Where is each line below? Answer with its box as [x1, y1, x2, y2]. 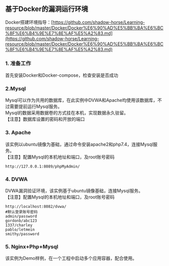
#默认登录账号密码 [5, 209, 38, 215]
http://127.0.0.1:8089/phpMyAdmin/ [5, 164, 80, 169]
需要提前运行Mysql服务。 [9, 103, 62, 110]
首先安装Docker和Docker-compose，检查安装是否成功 [5, 72, 119, 78]
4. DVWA [5, 176, 28, 183]
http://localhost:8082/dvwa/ [5, 204, 67, 209]
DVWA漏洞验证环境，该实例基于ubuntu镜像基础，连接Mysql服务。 [5, 188, 143, 193]
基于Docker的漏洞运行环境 [5, 5, 88, 14]
